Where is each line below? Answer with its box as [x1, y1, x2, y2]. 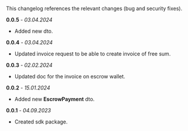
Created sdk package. [14, 118, 68, 125]
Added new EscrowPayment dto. [14, 96, 95, 102]
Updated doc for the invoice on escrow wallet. [14, 73, 126, 80]
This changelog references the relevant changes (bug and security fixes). [6, 5, 182, 12]
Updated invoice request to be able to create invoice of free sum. [14, 50, 171, 57]
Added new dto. [14, 27, 54, 35]
